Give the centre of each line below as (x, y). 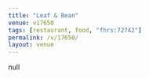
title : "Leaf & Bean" (44, 15)
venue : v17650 (31, 23)
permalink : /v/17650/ (44, 37)
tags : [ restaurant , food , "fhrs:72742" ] (75, 30)
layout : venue (31, 45)
